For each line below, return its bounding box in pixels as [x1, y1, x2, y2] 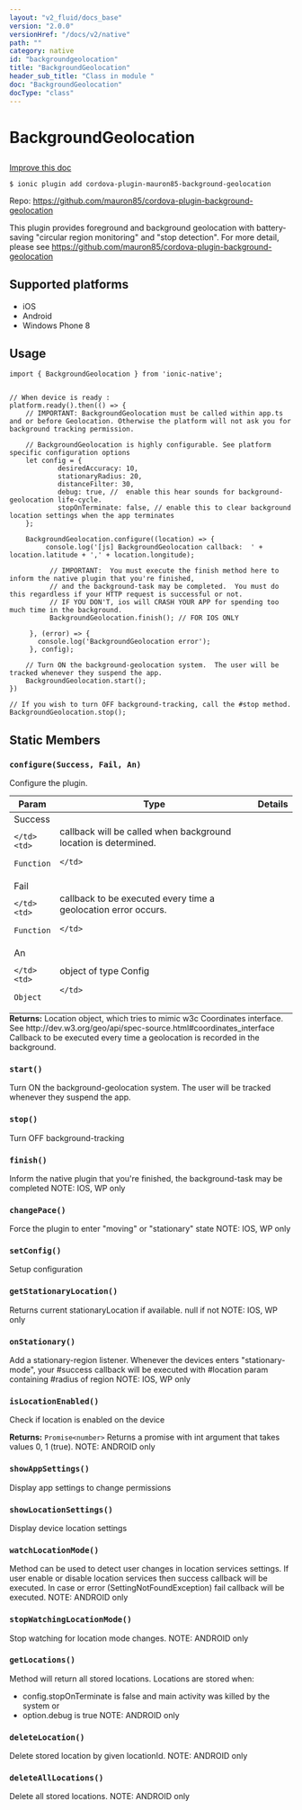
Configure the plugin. [9, 778, 88, 788]
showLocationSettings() [9, 1504, 114, 1515]
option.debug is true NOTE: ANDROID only [22, 1709, 180, 1720]
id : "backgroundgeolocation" [9, 55, 119, 64]
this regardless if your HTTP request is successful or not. [9, 590, 244, 599]
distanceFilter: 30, [57, 480, 135, 489]
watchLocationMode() [9, 1545, 100, 1556]
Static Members [9, 732, 101, 747]
